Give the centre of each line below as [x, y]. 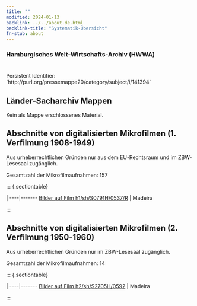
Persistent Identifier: [31, 76]
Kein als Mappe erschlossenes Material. [55, 115]
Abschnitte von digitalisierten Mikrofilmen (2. [92, 228]
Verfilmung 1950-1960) [50, 238]
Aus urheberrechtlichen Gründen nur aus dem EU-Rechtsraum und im [91, 157]
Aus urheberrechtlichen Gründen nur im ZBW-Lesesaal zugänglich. [88, 251]
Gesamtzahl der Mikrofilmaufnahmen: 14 [56, 263]
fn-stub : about [25, 34]
